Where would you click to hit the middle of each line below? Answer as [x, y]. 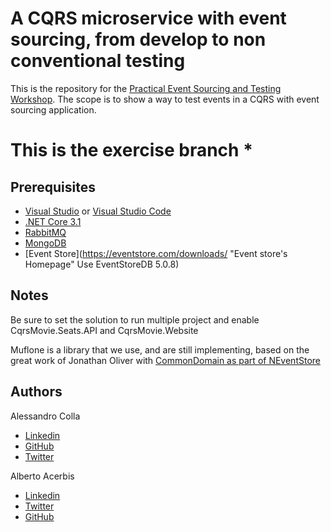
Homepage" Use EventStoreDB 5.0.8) [102, 264]
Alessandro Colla [45, 416]
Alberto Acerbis [42, 476]
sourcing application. [53, 109]
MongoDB [45, 243]
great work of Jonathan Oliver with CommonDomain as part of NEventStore [165, 360]
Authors [36, 392]
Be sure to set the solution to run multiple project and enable [135, 319]
